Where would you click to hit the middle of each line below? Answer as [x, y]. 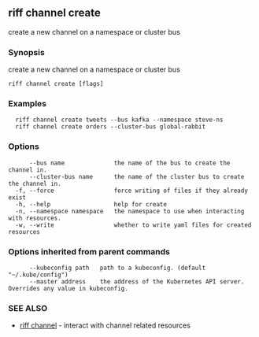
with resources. [35, 218]
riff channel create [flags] [56, 84]
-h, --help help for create [91, 204]
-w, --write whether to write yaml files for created [133, 225]
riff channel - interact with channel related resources [105, 325]
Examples [28, 104]
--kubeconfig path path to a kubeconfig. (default [117, 268]
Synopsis [26, 52]
